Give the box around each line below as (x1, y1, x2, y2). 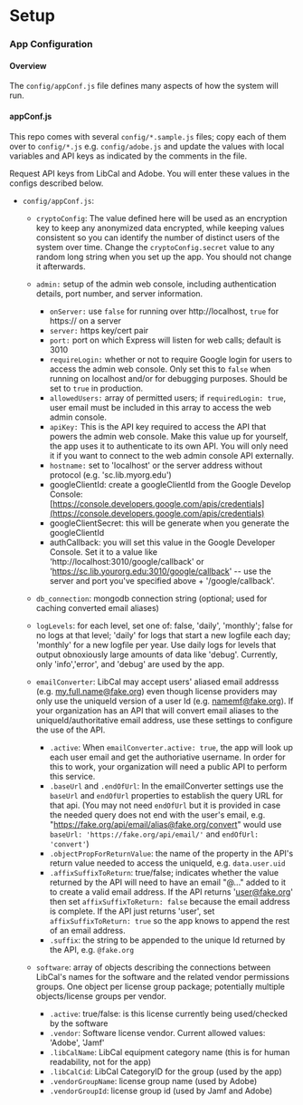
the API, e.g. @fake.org (49, 944, 134, 955)
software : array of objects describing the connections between (35, 962, 271, 973)
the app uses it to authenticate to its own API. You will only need (49, 441, 289, 451)
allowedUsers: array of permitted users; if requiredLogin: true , (49, 392, 287, 403)
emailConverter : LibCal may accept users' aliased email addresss (35, 676, 279, 687)
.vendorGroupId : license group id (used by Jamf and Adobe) (49, 1085, 273, 1096)
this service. (49, 771, 96, 781)
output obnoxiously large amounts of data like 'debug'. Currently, (35, 649, 279, 660)
